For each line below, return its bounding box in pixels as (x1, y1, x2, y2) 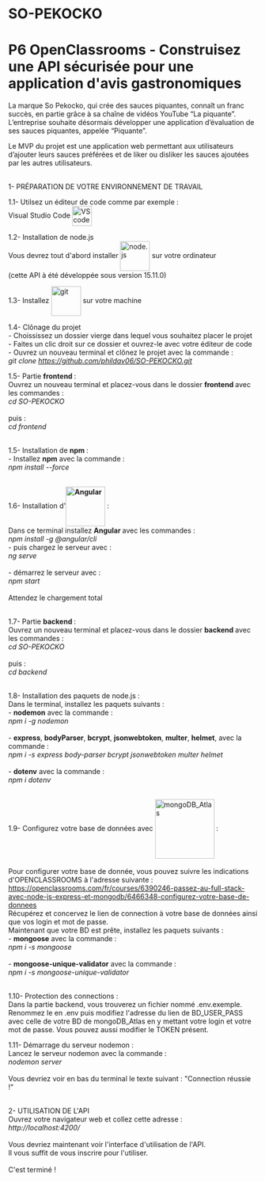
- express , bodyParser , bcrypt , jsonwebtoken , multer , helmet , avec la (8, 733, 242, 742)
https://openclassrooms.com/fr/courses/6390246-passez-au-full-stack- (8, 883, 245, 893)
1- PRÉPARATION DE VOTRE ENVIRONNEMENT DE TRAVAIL (8, 182, 203, 192)
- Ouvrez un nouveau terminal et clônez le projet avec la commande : (8, 347, 233, 357)
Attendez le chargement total (8, 593, 103, 602)
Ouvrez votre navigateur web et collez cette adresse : (8, 1115, 184, 1124)
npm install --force (8, 462, 70, 472)
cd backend (8, 667, 47, 677)
